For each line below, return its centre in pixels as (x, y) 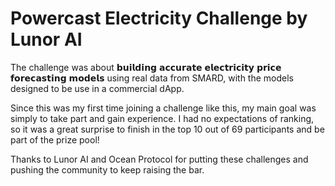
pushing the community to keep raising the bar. (107, 169)
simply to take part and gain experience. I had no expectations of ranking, (162, 118)
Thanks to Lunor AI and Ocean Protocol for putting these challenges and (159, 159)
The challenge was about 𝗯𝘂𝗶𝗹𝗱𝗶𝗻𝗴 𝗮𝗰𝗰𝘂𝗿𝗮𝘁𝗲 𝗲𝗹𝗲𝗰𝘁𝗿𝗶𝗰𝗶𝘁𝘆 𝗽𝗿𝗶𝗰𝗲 (146, 67)
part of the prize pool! (55, 139)
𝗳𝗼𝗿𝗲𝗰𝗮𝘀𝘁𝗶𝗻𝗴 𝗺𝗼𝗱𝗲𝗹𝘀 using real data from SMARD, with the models (152, 78)
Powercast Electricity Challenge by (159, 18)
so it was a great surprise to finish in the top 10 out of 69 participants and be (167, 129)
